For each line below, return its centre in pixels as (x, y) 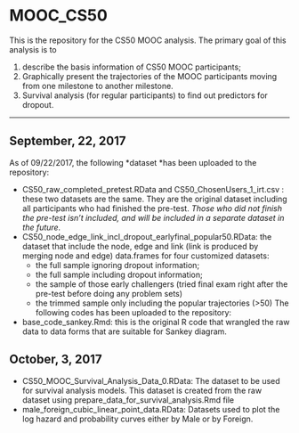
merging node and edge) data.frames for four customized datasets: (145, 256)
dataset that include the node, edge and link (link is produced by (140, 246)
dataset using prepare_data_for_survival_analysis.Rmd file (128, 400)
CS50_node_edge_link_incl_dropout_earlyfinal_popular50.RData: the (147, 236)
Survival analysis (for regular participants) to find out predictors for (145, 95)
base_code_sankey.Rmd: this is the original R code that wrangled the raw (156, 322)
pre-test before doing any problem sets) (109, 293)
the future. (41, 227)
